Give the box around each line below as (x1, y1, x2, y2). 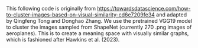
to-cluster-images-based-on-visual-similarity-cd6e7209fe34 (6, 11, 155, 18)
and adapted (156, 11, 187, 18)
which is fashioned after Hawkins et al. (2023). (6, 36, 120, 43)
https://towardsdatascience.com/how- (97, 5, 191, 12)
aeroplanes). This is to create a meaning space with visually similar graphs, (6, 30, 189, 37)
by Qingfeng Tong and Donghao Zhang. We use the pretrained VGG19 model (6, 18, 193, 24)
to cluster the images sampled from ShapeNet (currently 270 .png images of (6, 23, 192, 30)
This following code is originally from (6, 5, 96, 12)
